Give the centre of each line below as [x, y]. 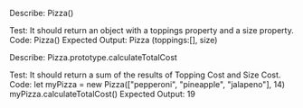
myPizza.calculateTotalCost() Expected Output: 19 [103, 94]
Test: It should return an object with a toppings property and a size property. [151, 30]
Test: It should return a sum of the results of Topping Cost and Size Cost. [145, 75]
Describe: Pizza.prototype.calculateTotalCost [94, 57]
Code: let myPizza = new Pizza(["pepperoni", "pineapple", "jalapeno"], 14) [147, 84]
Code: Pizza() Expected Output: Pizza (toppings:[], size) [114, 40]
